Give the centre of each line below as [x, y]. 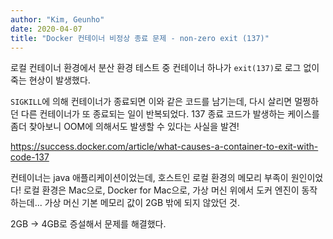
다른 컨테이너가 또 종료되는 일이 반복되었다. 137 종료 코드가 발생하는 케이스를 [170, 114]
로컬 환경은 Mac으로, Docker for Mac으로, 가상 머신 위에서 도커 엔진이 [161, 190]
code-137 [30, 157]
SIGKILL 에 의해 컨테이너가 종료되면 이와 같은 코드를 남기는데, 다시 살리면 [151, 102]
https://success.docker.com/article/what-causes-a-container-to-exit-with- [164, 147]
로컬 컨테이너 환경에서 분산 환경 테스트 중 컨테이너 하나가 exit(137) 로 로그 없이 [165, 68]
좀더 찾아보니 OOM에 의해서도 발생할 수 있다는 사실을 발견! [125, 127]
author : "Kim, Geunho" [57, 19]
